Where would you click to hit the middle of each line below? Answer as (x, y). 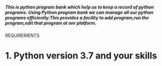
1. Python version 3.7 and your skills (81, 56)
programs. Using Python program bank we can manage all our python (79, 12)
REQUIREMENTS (22, 35)
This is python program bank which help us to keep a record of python (80, 7)
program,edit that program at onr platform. (51, 23)
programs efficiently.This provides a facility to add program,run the (77, 17)
